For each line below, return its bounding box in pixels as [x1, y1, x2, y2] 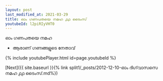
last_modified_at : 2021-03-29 [5, 12, 68, 17]
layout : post [5, 7, 32, 12]
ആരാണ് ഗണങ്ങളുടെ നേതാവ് [12, 45, 75, 51]
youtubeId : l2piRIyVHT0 [5, 21, 55, 26]
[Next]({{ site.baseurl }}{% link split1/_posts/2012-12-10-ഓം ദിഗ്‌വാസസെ [5, 64, 158, 70]
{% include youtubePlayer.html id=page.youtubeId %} [5, 55, 116, 61]
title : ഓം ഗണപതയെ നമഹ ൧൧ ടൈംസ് [5, 16, 87, 21]
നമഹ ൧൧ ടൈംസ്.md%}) [5, 70, 58, 76]
